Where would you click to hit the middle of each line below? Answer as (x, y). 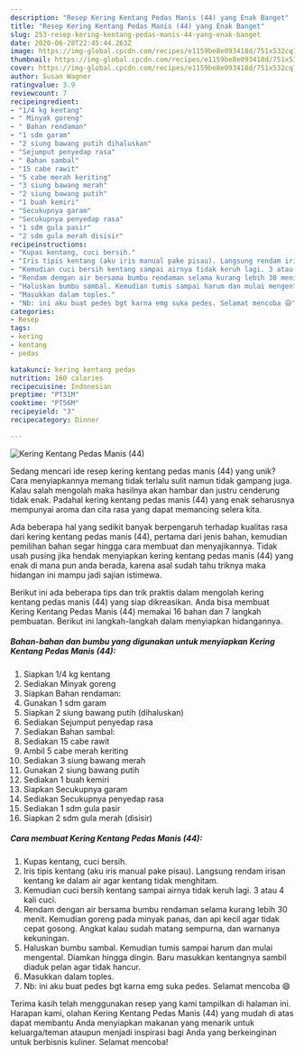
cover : (23, 69)
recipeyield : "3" (43, 412)
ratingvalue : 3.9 (43, 85)
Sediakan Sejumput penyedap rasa (88, 722)
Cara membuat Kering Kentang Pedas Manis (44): (106, 838)
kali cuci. (40, 900)
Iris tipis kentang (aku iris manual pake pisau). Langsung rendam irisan (154, 871)
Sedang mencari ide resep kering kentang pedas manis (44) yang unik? (143, 471)
